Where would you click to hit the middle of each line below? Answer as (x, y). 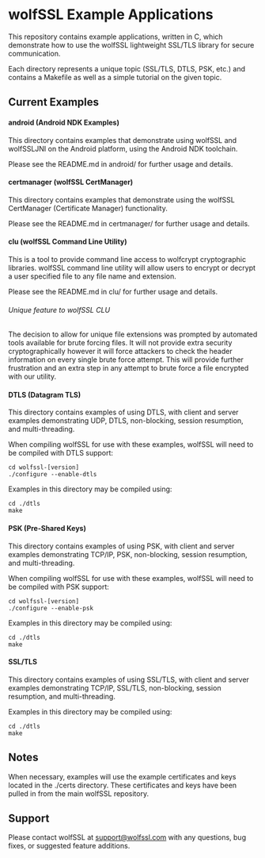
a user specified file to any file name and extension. (92, 276)
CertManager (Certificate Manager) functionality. (88, 208)
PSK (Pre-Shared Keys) (47, 528)
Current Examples (54, 102)
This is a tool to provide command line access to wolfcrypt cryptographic (127, 259)
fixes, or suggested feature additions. (69, 846)
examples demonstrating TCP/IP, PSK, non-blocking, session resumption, (128, 554)
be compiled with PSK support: (59, 587)
